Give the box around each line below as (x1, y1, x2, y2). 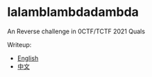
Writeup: (7, 40, 32, 49)
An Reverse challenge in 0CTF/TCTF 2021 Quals (7, 27, 146, 35)
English (17, 53, 39, 62)
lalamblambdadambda (7, 4, 139, 20)
